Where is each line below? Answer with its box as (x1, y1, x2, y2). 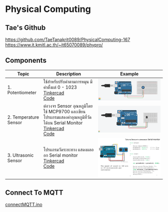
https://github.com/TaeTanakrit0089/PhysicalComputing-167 (5, 36, 130, 42)
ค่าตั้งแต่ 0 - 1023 (43, 84, 77, 90)
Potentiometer (7, 90, 36, 96)
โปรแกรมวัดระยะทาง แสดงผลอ (43, 147, 94, 153)
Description (56, 71, 81, 77)
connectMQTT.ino (5, 202, 42, 208)
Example (119, 71, 139, 77)
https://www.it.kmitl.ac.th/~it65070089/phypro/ (5, 42, 103, 48)
